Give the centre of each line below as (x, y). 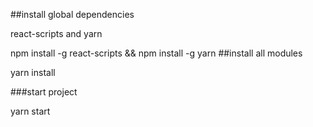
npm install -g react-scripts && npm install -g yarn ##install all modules (156, 53)
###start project (44, 92)
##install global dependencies (72, 14)
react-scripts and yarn (56, 33)
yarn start (30, 111)
